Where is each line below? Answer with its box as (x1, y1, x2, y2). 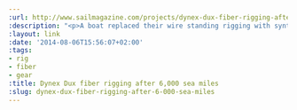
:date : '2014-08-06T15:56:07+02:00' (8, 37, 144, 47)
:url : (8, 12, 28, 22)
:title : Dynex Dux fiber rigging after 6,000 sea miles (8, 79, 219, 88)
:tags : (8, 46, 33, 55)
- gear (8, 71, 33, 80)
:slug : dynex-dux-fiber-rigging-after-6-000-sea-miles (8, 87, 215, 96)
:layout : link (8, 29, 61, 38)
